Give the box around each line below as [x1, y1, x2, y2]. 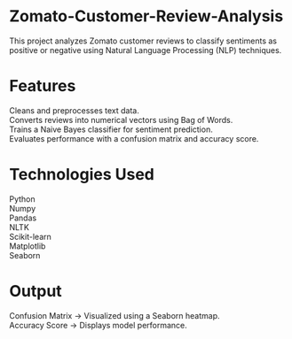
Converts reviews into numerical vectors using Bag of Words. [9, 114, 233, 125]
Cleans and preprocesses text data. [9, 104, 139, 116]
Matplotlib [9, 241, 46, 251]
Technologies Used [9, 165, 155, 185]
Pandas [9, 212, 37, 223]
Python [9, 193, 36, 204]
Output [9, 281, 62, 301]
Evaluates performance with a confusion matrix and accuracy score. [9, 133, 259, 143]
